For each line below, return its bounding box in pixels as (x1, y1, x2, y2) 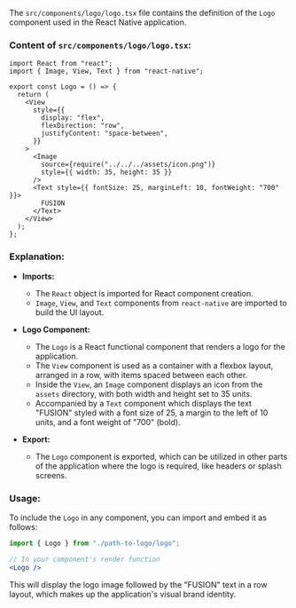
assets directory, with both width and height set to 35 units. (35, 388, 253, 399)
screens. (35, 470, 68, 480)
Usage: (9, 492, 42, 504)
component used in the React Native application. (9, 17, 187, 28)
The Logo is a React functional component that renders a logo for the (35, 341, 285, 351)
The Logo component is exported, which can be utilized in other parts (35, 451, 288, 462)
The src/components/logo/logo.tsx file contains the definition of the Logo (9, 8, 276, 18)
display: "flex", (41, 114, 105, 122)
